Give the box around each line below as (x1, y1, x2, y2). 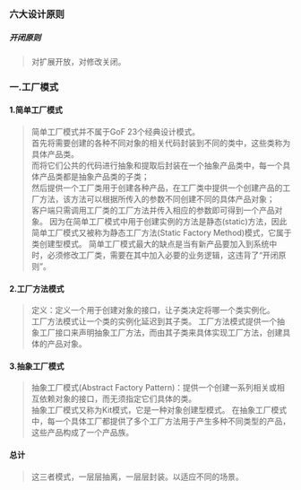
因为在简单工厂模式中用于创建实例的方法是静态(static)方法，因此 (48, 216, 288, 227)
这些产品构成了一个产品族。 (30, 427, 134, 438)
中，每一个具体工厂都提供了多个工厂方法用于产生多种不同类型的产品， (30, 416, 291, 427)
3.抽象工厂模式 (9, 361, 64, 372)
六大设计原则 (9, 7, 65, 20)
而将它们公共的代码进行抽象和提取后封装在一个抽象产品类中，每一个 (30, 160, 283, 171)
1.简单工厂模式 (9, 105, 63, 116)
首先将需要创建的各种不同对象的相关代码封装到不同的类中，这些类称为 (30, 137, 291, 149)
